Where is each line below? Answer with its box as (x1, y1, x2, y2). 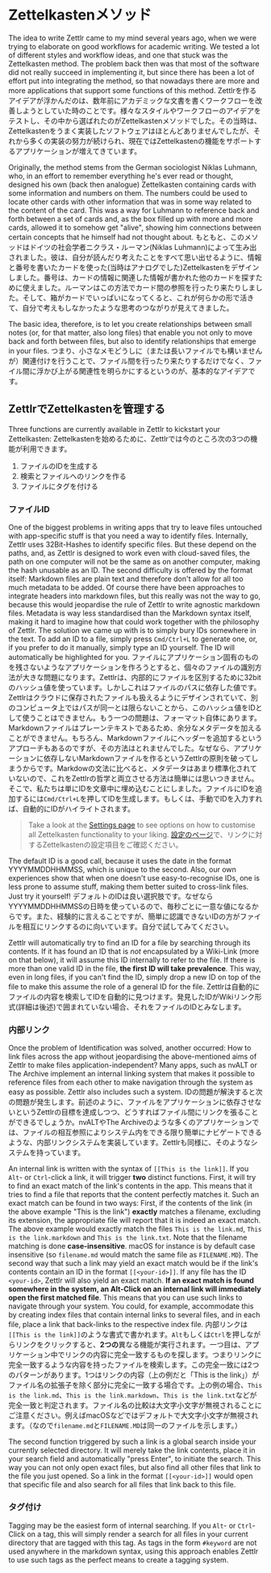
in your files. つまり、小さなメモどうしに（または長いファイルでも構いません (8, 345, 263, 355)
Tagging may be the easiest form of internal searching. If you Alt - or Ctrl (8, 1520, 252, 1530)
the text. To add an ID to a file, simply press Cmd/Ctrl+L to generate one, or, (8, 634, 258, 644)
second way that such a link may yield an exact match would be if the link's (8, 1258, 259, 1268)
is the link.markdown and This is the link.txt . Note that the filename (8, 1233, 248, 1242)
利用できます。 (22, 444, 72, 454)
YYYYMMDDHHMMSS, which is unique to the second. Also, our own (8, 865, 236, 874)
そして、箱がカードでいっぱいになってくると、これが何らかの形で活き (22, 293, 254, 302)
